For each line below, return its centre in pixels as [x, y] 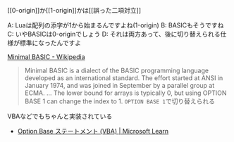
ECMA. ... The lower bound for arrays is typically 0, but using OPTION [125, 93]
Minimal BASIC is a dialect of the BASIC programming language [117, 70]
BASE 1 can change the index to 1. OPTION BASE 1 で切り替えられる [120, 101]
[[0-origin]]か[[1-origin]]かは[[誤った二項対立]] [74, 10]
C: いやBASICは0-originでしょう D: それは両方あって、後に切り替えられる [114, 34]
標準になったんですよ [50, 43]
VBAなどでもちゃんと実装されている [60, 116]
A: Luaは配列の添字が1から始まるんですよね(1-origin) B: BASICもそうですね [116, 25]
